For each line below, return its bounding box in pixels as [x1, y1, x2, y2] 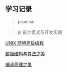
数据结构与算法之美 [5, 50, 45, 57]
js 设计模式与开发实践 [17, 29, 62, 35]
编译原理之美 [5, 61, 32, 67]
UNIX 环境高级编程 [5, 40, 44, 46]
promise [17, 18, 35, 24]
